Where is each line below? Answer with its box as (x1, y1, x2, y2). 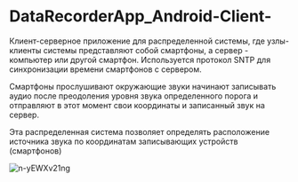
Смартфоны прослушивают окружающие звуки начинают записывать (9, 81, 277, 91)
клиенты (9, 44, 42, 55)
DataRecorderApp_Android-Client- (9, 6, 272, 27)
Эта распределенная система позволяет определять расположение (9, 126, 270, 137)
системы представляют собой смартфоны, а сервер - (43, 44, 249, 55)
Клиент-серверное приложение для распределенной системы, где (9, 36, 265, 46)
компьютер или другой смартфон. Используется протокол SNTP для (9, 54, 271, 65)
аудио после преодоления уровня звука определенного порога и (9, 91, 259, 101)
